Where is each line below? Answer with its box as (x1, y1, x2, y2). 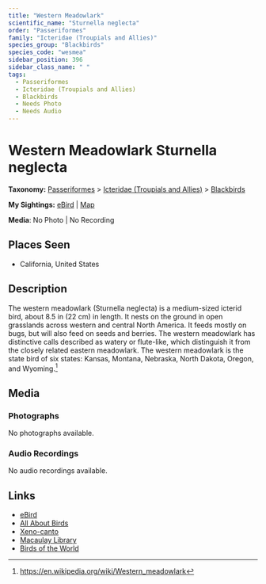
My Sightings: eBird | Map (8, 200, 95, 209)
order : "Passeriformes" (8, 26, 87, 34)
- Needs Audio (15, 108, 62, 116)
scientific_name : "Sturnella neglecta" (8, 19, 140, 27)
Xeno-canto (19, 527, 59, 536)
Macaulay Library (19, 536, 77, 545)
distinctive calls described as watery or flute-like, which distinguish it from (8, 337, 251, 346)
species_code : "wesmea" (8, 48, 87, 56)
